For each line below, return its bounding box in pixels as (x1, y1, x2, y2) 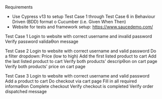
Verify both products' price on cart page (5, 63, 86, 69)
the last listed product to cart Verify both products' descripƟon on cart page (5, 59, 158, 64)
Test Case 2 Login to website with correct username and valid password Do (5, 48, 157, 54)
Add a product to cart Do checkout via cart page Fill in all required (5, 78, 137, 84)
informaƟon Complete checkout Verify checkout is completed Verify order (5, 83, 154, 89)
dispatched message (5, 89, 47, 94)
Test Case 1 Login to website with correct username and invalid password (5, 34, 152, 39)
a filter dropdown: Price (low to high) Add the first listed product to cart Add (5, 53, 157, 59)
